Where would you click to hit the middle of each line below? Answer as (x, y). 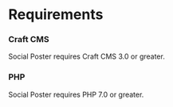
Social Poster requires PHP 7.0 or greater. (76, 94)
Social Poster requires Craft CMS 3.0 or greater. (86, 56)
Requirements (56, 15)
